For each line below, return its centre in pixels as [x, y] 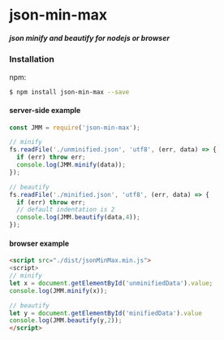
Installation [32, 59]
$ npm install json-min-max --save [69, 92]
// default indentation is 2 [66, 210]
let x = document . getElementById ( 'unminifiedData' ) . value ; [111, 283]
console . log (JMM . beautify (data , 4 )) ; [78, 217]
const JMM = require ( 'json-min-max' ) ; [75, 128]
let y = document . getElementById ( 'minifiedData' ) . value [106, 313]
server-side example [45, 110]
